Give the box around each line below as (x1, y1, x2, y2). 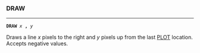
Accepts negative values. (6, 40, 68, 47)
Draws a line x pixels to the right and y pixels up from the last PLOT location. (6, 34, 193, 41)
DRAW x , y (6, 23, 33, 29)
